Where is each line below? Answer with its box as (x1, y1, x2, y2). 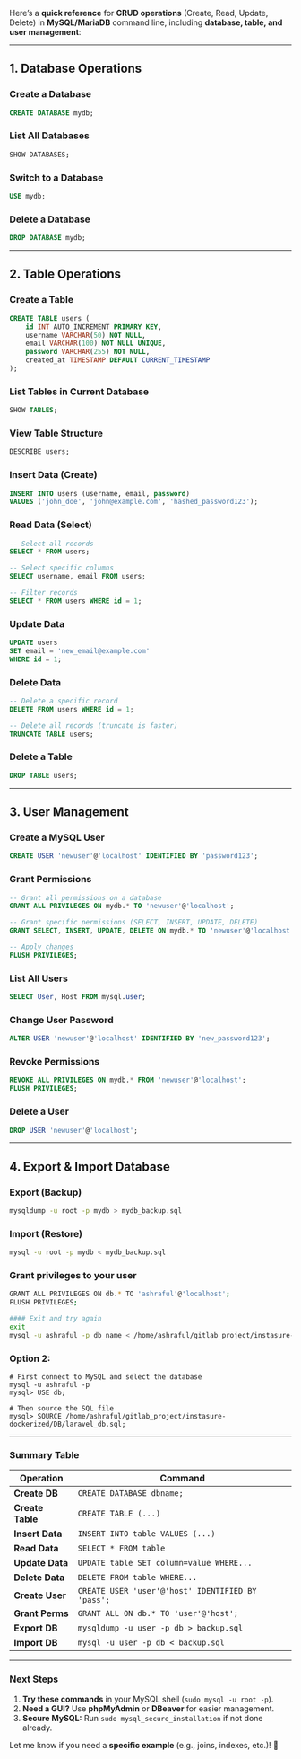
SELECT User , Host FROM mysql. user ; (9, 993, 146, 1002)
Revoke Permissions (9, 1056, 100, 1068)
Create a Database (9, 88, 92, 101)
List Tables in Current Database (9, 385, 150, 398)
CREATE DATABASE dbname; (77, 1489, 184, 1498)
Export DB (13, 1622, 58, 1634)
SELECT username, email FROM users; (9, 572, 146, 581)
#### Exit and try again (9, 1314, 102, 1323)
